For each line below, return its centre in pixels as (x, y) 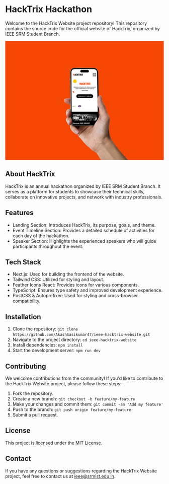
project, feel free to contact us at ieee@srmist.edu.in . (60, 476)
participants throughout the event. (48, 246)
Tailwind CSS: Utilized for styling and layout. (58, 280)
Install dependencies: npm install (48, 345)
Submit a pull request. (35, 415)
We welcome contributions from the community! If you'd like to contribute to (84, 378)
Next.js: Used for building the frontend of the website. (68, 274)
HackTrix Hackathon (49, 9)
